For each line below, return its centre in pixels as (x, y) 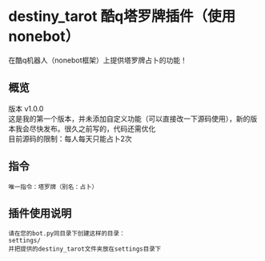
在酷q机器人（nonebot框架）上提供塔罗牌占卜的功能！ (98, 60)
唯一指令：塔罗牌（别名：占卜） (53, 187)
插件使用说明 (40, 213)
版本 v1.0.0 (26, 108)
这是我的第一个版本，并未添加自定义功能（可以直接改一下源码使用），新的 (129, 118)
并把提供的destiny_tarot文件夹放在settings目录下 (85, 249)
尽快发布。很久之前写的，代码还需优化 (92, 128)
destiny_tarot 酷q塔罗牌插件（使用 (122, 16)
